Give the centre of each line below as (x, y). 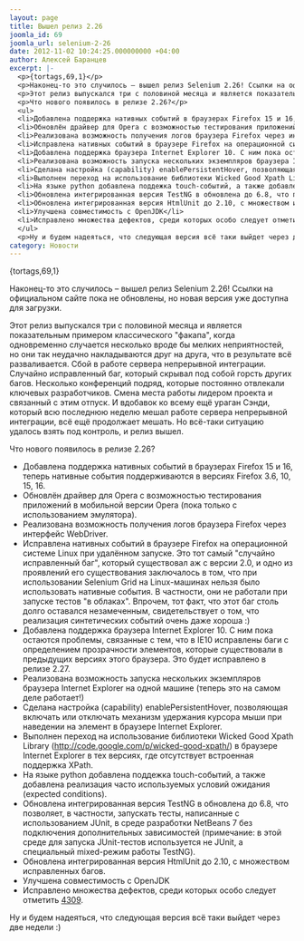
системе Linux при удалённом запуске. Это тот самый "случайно (149, 553)
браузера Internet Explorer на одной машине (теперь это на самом (152, 688)
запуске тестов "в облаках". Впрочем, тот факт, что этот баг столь (150, 601)
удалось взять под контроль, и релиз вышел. (96, 432)
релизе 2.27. (46, 669)
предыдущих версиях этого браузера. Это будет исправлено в (144, 659)
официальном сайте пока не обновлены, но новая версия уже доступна (149, 298)
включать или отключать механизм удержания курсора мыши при (152, 717)
